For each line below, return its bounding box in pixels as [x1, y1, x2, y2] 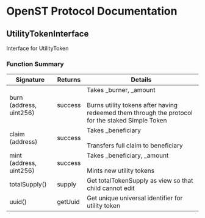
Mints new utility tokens [87, 166, 155, 175]
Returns [57, 76, 81, 84]
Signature [15, 76, 45, 84]
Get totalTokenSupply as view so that [87, 177, 193, 185]
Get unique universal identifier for [87, 194, 183, 202]
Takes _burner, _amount [87, 86, 156, 94]
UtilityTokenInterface [6, 29, 89, 39]
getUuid [57, 198, 81, 206]
